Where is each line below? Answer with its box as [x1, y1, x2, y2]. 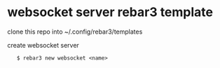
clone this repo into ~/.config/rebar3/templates [7, 27, 143, 36]
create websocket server [7, 41, 79, 49]
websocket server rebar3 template [7, 4, 214, 20]
